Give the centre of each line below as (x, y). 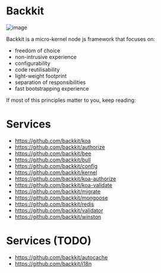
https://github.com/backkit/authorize (60, 147)
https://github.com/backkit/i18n (53, 263)
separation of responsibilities (50, 82)
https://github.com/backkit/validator (59, 210)
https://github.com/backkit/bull (53, 160)
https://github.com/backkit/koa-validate (64, 185)
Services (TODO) (49, 241)
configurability (32, 63)
